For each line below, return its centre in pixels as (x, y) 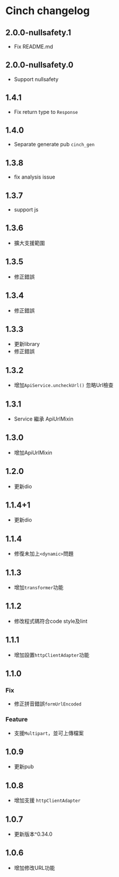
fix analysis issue (34, 177)
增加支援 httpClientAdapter (47, 801)
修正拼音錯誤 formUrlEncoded (48, 704)
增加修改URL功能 (34, 868)
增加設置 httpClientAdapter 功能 (52, 655)
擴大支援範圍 (29, 243)
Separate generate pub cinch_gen (54, 145)
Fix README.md (34, 46)
